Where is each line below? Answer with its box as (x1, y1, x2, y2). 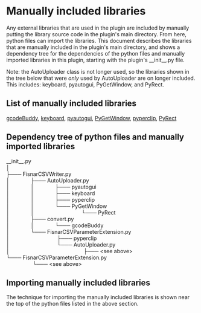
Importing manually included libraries (6, 277, 151, 288)
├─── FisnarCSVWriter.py (6, 170, 72, 178)
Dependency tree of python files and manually (6, 132, 185, 143)
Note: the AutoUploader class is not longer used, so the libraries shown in (6, 68, 190, 75)
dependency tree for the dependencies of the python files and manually (6, 50, 185, 57)
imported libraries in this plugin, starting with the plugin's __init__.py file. (6, 56, 185, 63)
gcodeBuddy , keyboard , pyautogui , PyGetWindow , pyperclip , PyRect (6, 114, 177, 121)
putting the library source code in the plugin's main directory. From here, (6, 30, 187, 37)
